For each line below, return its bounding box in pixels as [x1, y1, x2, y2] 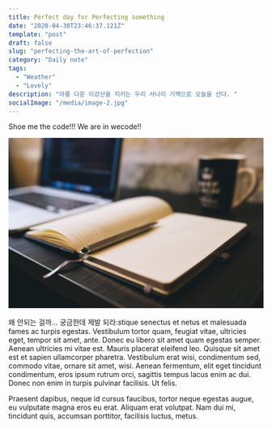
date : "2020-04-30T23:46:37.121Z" [8, 21, 125, 30]
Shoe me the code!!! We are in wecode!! [8, 122, 142, 131]
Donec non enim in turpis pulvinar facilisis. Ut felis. [8, 378, 178, 388]
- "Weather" [15, 73, 57, 81]
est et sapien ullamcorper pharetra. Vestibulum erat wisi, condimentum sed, [8, 353, 261, 363]
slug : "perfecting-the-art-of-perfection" [8, 47, 154, 56]
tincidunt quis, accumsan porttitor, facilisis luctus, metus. [8, 411, 198, 421]
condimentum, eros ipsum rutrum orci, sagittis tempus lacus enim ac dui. [8, 370, 251, 380]
